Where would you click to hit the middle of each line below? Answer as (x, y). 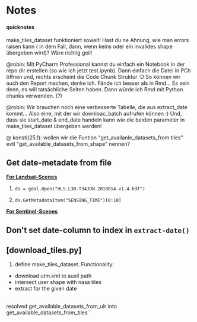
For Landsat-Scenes (32, 177)
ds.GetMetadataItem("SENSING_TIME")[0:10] (68, 200)
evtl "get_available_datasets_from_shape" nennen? (68, 144)
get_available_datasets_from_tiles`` (49, 313)
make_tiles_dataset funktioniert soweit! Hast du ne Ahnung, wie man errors (98, 40)
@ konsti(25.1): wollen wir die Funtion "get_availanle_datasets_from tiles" (95, 138)
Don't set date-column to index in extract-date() (98, 230)
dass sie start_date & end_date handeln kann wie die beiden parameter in (96, 120)
